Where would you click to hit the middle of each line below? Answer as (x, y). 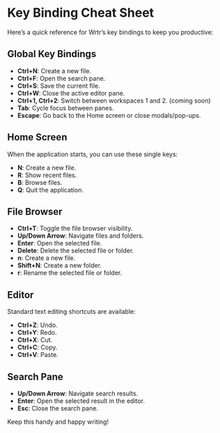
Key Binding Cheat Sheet (81, 13)
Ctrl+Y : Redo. (37, 333)
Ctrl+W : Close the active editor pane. (71, 93)
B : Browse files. (40, 182)
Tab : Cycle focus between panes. (65, 108)
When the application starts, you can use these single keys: (93, 154)
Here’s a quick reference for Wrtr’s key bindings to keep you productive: (110, 32)
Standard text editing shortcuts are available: (71, 312)
